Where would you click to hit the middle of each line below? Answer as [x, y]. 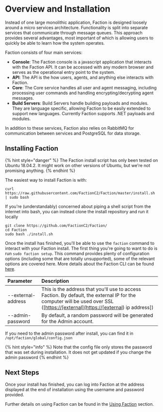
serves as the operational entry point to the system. [64, 72]
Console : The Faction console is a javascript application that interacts [82, 62]
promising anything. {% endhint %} [40, 171]
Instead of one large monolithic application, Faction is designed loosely [76, 22]
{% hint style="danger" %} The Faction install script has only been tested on [81, 160]
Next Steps [22, 373]
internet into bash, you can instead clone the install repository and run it [77, 211]
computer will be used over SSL [78, 301]
